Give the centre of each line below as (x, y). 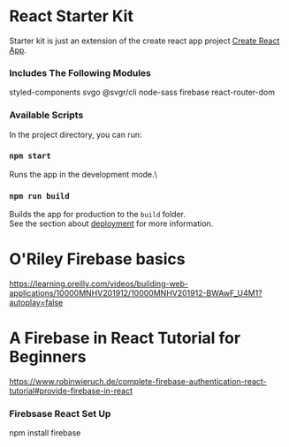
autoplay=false (36, 303)
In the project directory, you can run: (76, 134)
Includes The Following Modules (80, 72)
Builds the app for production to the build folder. (98, 215)
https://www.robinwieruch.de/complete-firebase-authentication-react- (138, 381)
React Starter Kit (72, 16)
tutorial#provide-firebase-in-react (71, 391)
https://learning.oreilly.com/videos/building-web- (99, 284)
